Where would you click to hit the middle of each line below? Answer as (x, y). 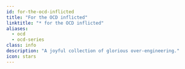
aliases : (17, 28)
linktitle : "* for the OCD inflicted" (55, 23)
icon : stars (21, 56)
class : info (21, 46)
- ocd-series (28, 40)
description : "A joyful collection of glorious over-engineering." (93, 51)
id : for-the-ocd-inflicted (40, 12)
